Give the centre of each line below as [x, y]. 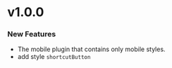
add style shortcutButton [54, 57]
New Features [32, 34]
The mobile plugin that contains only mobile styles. [91, 49]
